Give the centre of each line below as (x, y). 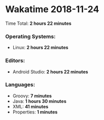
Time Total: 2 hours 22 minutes (39, 23)
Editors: (15, 61)
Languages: (20, 85)
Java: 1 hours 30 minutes (40, 101)
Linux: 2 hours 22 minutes (40, 48)
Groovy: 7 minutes (32, 96)
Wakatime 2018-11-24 (52, 9)
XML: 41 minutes (30, 106)
